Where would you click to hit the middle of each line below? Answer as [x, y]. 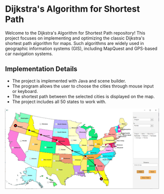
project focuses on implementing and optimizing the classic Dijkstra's [75, 38]
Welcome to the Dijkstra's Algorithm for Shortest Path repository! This [75, 33]
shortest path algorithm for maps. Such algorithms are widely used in [74, 43]
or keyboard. [25, 91]
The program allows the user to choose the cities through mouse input [83, 86]
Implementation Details [41, 69]
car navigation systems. [29, 54]
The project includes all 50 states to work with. [59, 102]
